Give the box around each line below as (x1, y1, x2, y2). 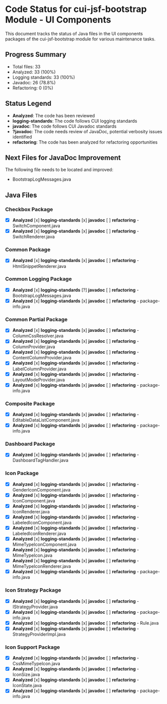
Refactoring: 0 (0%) (12, 85, 53, 91)
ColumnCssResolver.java (12, 333, 64, 339)
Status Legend (5, 99, 51, 108)
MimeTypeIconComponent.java (12, 541, 77, 547)
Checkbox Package (5, 206, 53, 213)
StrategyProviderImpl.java (12, 631, 66, 637)
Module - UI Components (5, 14, 111, 25)
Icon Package (5, 470, 39, 477)
